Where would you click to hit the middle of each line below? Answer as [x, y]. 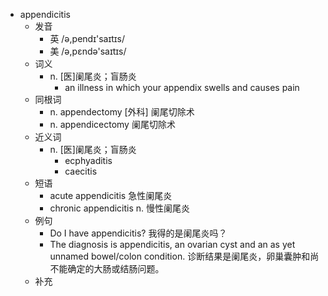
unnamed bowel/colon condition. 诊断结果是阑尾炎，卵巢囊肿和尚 [184, 256]
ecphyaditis [88, 160]
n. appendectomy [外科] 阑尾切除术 [122, 112]
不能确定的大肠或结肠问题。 [107, 268]
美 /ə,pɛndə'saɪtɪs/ [88, 51]
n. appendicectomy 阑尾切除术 [112, 124]
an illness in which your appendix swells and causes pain [182, 87]
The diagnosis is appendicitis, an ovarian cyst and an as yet [172, 244]
